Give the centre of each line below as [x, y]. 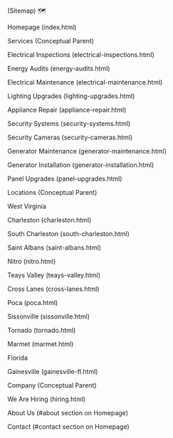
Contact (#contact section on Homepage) [68, 427]
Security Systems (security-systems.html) [69, 123]
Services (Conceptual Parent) [51, 41]
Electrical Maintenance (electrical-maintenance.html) [85, 82]
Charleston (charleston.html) [49, 220]
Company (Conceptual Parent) [52, 385]
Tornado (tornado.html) [42, 330]
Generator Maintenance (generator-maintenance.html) [87, 151]
